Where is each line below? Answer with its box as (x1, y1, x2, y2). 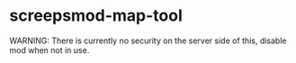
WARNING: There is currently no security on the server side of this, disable (9, 35, 287, 46)
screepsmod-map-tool (9, 5, 183, 26)
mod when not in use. (9, 44, 90, 55)
